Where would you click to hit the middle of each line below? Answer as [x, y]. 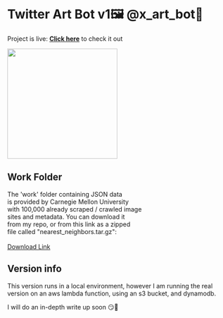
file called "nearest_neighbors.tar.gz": [62, 231]
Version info [34, 269]
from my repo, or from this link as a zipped [69, 224]
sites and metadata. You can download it [66, 216]
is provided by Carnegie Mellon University [68, 202]
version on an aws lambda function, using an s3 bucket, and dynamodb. [112, 293]
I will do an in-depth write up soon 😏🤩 [63, 307]
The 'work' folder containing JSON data [65, 194]
